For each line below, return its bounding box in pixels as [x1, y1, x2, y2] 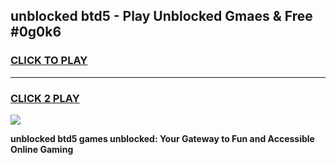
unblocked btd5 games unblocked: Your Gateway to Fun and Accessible [10, 132, 315, 144]
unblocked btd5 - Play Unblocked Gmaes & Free [10, 8, 313, 25]
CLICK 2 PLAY [10, 91, 80, 105]
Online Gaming [10, 143, 74, 155]
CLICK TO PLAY [10, 54, 88, 68]
